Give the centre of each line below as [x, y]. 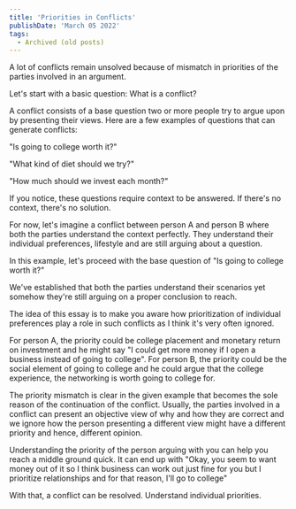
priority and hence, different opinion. [76, 433]
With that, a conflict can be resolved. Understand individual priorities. [136, 496]
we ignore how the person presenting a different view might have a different [148, 424]
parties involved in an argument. [68, 77]
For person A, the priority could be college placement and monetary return [145, 341]
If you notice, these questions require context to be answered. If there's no [145, 198]
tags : [19, 34]
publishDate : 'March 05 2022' [65, 26]
